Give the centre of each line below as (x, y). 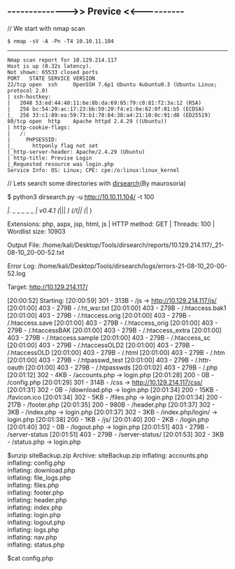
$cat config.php (30, 558)
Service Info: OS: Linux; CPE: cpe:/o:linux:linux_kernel (93, 170)
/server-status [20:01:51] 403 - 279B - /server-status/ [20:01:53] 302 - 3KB (116, 434)
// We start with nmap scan (46, 28)
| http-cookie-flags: (39, 127)
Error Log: (22, 266)
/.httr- (203, 360)
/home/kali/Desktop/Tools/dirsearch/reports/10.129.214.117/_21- (133, 245)
